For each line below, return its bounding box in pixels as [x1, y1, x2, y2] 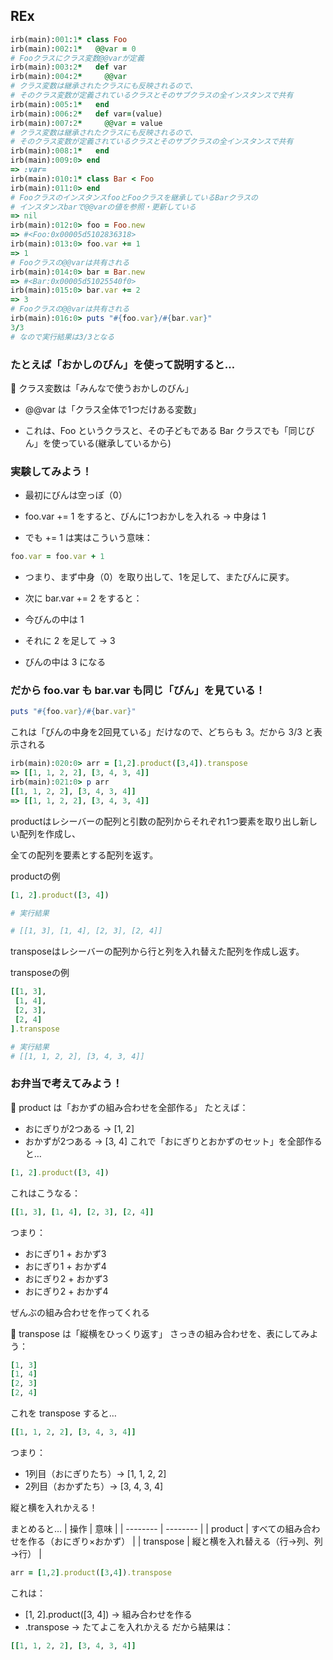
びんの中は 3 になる [24, 656, 107, 668]
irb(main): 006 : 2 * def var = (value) [10, 109, 163, 119]
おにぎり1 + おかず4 [24, 1260, 107, 1272]
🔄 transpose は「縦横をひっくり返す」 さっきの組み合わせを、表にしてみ [10, 1327, 310, 1339]
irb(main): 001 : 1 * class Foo [10, 34, 128, 44]
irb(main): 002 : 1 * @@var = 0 [10, 44, 137, 54]
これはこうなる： [10, 1187, 81, 1199]
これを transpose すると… [10, 1407, 117, 1419]
